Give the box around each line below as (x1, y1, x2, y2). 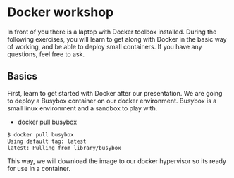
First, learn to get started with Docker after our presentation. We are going (7, 89, 223, 97)
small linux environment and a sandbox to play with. (7, 103, 158, 113)
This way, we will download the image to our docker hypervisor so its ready (7, 157, 227, 165)
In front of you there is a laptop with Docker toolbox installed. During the (7, 27, 217, 36)
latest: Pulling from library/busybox (7, 144, 121, 151)
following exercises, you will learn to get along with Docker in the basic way (7, 34, 227, 43)
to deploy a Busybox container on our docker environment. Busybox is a (7, 96, 217, 105)
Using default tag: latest (7, 138, 87, 145)
